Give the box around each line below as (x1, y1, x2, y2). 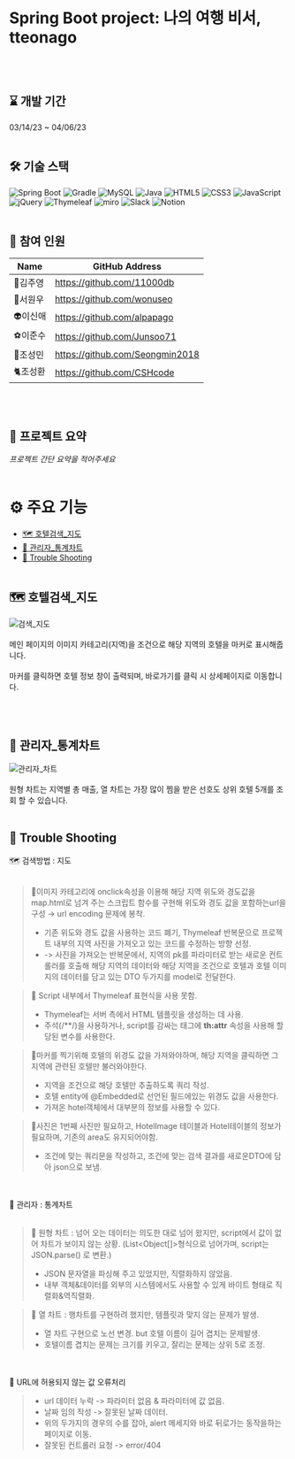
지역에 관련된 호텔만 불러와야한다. (30, 1061, 147, 1071)
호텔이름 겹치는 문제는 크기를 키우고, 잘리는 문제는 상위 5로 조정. (43, 1339, 266, 1349)
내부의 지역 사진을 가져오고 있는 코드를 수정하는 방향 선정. (53, 938, 252, 948)
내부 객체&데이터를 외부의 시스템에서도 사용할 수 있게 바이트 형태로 (43, 1279, 274, 1290)
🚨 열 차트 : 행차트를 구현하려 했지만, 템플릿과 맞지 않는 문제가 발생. (30, 1309, 260, 1319)
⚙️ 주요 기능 (9, 497, 88, 518)
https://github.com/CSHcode (54, 366, 175, 379)
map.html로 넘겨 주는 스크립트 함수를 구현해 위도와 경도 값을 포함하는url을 (30, 897, 287, 908)
